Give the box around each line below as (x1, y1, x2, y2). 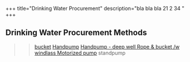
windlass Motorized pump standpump (34, 49, 126, 56)
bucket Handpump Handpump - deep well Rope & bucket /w (34, 43, 180, 50)
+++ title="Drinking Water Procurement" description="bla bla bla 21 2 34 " (5, 5, 185, 12)
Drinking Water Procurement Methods (5, 28, 147, 38)
